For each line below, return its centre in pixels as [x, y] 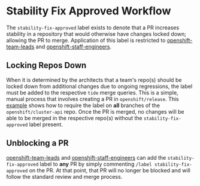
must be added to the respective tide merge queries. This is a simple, [92, 92]
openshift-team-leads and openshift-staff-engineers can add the [86, 157]
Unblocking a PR [37, 143]
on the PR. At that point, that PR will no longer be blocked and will [110, 170]
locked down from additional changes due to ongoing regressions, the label [99, 86]
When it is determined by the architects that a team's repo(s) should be [94, 80]
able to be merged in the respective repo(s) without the [74, 118]
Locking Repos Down [46, 65]
